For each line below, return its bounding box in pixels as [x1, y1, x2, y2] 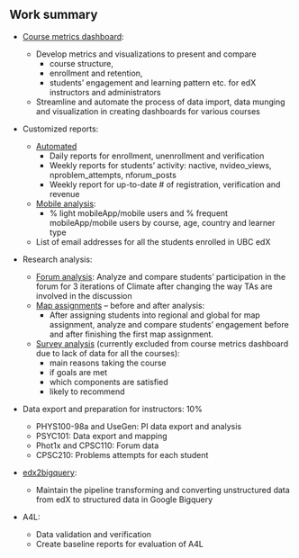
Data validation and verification [35, 528, 151, 539]
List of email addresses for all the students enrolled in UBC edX [35, 236, 271, 247]
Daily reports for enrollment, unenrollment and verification [49, 150, 265, 161]
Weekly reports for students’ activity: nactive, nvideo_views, [49, 159, 272, 170]
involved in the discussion [35, 290, 132, 301]
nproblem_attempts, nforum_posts [49, 169, 177, 180]
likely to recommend [49, 386, 125, 397]
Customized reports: [22, 123, 99, 134]
